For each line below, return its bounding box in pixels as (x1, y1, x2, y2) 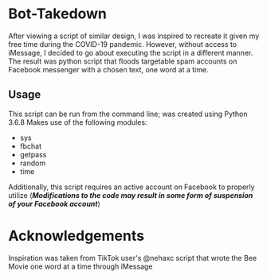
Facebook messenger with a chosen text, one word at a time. (8, 64, 209, 74)
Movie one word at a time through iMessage (8, 262, 153, 271)
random (19, 158, 46, 168)
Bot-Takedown (8, 5, 108, 23)
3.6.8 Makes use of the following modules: (8, 117, 147, 127)
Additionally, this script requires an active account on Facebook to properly (8, 182, 255, 192)
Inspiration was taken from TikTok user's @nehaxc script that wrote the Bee (8, 253, 257, 262)
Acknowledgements (8, 227, 145, 245)
